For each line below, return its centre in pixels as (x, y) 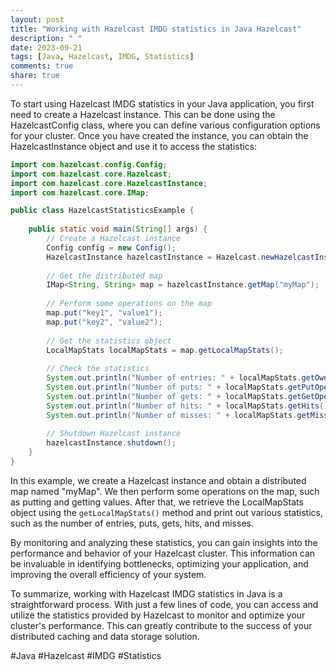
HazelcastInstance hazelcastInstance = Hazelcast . (154, 257)
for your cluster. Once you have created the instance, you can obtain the (159, 135)
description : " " (46, 38)
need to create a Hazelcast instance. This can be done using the (143, 114)
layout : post (37, 19)
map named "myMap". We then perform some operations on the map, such (165, 491)
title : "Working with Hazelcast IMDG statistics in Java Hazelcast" (156, 29)
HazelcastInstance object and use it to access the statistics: (134, 146)
